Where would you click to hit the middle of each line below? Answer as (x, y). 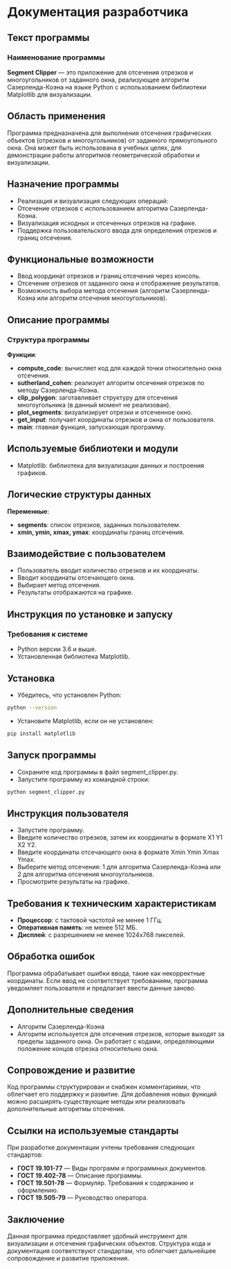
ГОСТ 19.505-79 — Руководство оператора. (83, 1198)
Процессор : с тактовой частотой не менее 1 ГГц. (90, 920)
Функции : (22, 355)
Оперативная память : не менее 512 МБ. (77, 928)
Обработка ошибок (51, 957)
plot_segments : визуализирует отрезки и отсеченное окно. (105, 412)
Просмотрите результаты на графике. (73, 882)
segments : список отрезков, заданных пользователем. (99, 524)
